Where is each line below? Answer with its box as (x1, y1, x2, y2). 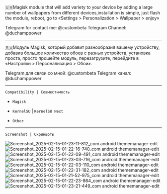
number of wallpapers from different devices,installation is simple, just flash (5, 10, 161, 15)
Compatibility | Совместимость (5, 90, 70, 95)
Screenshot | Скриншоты (5, 132, 55, 137)
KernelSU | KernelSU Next (12, 108, 64, 114)
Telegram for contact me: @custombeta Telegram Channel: (5, 25, 127, 30)
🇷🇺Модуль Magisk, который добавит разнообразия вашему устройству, (5, 44, 160, 50)
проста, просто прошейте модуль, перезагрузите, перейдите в (5, 55, 139, 61)
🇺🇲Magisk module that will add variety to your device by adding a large (5, 4, 153, 10)
